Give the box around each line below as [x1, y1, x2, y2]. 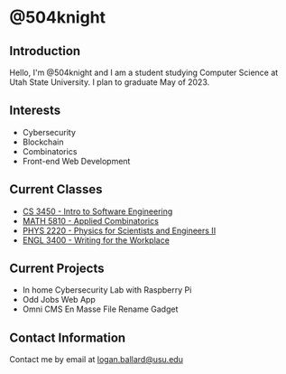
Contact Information [9, 330, 126, 345]
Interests [9, 103, 61, 118]
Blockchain [22, 136, 64, 147]
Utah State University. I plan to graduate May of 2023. [9, 77, 210, 88]
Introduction [9, 43, 81, 59]
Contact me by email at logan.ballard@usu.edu [9, 354, 183, 365]
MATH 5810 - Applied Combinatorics [22, 215, 160, 226]
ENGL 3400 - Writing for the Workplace [22, 234, 170, 246]
